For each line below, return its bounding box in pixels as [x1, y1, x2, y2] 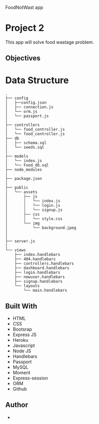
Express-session [12, 375, 48, 381]
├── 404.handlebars [14, 256, 56, 262]
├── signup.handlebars [14, 279, 63, 284]
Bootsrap [12, 326, 32, 333]
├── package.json [5, 176, 42, 181]
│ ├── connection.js [5, 105, 54, 110]
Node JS [12, 348, 32, 354]
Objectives [5, 54, 41, 63]
